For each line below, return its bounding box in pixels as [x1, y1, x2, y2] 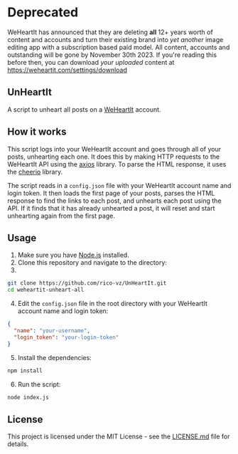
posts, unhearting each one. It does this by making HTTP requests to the [7, 152, 220, 161]
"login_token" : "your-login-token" [13, 334, 119, 341]
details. [7, 440, 29, 448]
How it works [7, 126, 67, 138]
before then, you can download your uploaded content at [7, 58, 175, 66]
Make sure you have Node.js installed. [17, 250, 129, 260]
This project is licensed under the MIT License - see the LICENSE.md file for [7, 432, 230, 441]
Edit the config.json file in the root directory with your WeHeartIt [17, 300, 208, 308]
